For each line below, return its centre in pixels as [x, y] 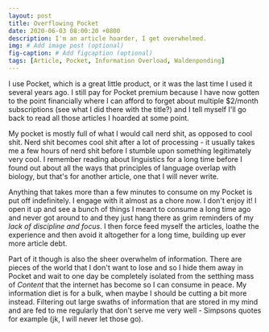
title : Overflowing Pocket [54, 23]
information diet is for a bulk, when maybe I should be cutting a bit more [128, 293]
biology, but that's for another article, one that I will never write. [114, 176]
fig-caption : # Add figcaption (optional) [81, 53]
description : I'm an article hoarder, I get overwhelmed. [108, 38]
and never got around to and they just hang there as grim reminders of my [131, 218]
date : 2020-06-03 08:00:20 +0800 [64, 31]
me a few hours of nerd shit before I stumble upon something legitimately [130, 151]
